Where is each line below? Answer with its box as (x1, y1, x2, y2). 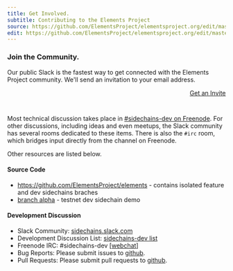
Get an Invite (189, 88, 226, 97)
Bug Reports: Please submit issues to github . (17, 248, 146, 256)
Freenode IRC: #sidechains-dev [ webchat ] (17, 241, 139, 250)
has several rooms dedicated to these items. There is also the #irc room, (7, 129, 216, 137)
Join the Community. (7, 53, 80, 62)
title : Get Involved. (7, 10, 70, 17)
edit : (7, 29, 23, 37)
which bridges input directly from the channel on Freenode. (7, 136, 177, 144)
